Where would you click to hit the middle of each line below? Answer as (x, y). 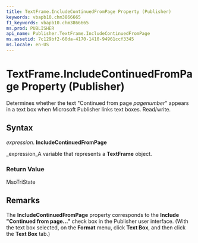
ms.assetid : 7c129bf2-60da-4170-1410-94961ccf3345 (70, 39)
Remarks (23, 201)
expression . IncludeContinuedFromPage (56, 142)
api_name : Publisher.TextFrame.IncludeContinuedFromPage (78, 34)
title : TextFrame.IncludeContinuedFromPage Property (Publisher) (89, 12)
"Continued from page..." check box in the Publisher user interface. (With (97, 221)
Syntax (20, 128)
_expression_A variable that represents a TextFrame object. (79, 154)
